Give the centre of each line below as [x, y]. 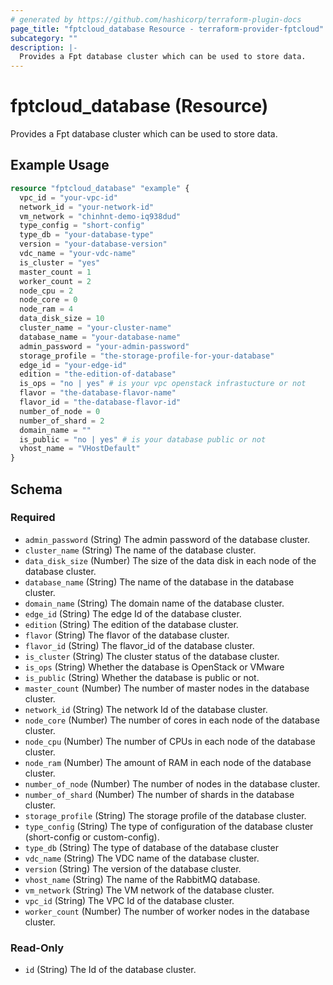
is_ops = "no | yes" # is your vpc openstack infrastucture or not [163, 384]
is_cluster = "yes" [60, 262]
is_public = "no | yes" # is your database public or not [143, 439]
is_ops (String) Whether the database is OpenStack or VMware [154, 667]
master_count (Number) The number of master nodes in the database [167, 688]
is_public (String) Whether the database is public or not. [142, 677]
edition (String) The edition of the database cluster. [131, 624]
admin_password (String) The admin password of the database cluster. [167, 539]
